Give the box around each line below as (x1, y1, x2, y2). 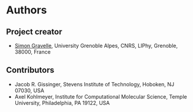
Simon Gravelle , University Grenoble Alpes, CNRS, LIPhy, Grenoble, (14, 42, 178, 49)
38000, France (14, 48, 51, 55)
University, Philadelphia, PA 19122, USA (14, 99, 110, 106)
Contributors (6, 65, 55, 75)
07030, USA (14, 87, 45, 94)
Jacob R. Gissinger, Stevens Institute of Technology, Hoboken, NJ (14, 80, 175, 87)
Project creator (6, 27, 62, 37)
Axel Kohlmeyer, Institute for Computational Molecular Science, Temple (14, 93, 187, 100)
